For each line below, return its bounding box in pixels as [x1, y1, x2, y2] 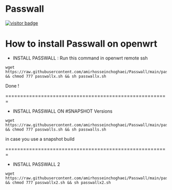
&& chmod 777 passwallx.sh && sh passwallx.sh [5, 74, 106, 79]
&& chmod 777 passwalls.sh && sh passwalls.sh [5, 126, 106, 132]
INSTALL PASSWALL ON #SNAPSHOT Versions [12, 108, 113, 114]
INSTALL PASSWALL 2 [12, 161, 60, 167]
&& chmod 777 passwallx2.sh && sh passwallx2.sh [5, 180, 111, 185]
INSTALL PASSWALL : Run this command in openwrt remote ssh [12, 55, 148, 61]
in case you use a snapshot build [5, 136, 75, 142]
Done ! [5, 82, 19, 89]
